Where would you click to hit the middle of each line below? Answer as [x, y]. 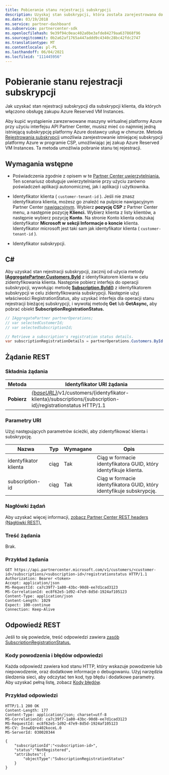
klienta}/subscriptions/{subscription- [75, 399]
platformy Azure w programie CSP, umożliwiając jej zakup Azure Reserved [82, 143]
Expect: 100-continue [28, 605]
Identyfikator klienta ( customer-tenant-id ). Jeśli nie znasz [73, 196]
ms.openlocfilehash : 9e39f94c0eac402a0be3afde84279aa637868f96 [73, 33]
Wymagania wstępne [39, 164]
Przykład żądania [27, 559]
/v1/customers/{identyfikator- [93, 393]
